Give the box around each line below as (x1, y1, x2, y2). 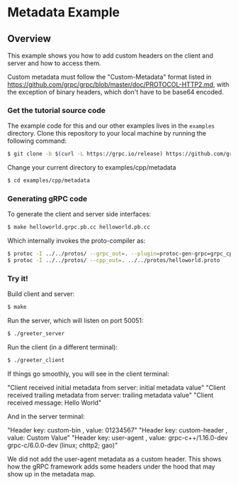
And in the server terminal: (7, 412, 85, 420)
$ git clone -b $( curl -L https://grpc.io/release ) (7, 151, 163, 158)
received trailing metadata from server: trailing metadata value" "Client (7, 391, 214, 399)
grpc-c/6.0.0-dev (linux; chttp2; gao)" (7, 441, 118, 449)
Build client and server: (7, 290, 75, 298)
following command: (7, 136, 67, 146)
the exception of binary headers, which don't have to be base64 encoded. (7, 88, 225, 96)
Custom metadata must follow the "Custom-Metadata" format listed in (7, 72, 212, 81)
